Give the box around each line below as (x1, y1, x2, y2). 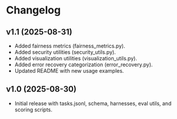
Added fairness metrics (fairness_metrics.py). (14, 42, 125, 49)
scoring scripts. (14, 106, 53, 113)
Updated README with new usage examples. (14, 67, 124, 74)
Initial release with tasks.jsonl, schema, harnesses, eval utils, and (14, 100, 172, 107)
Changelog (6, 4, 61, 17)
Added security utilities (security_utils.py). (14, 49, 116, 56)
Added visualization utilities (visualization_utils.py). (14, 55, 138, 62)
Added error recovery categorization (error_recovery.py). (14, 61, 153, 68)
